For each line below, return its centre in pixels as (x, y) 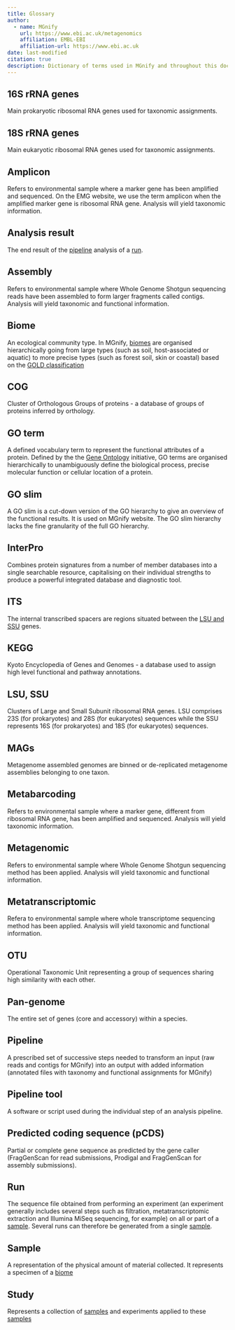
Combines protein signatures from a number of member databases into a (112, 565)
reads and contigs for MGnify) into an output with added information (106, 1065)
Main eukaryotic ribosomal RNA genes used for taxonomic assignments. (111, 150)
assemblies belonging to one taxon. (58, 772)
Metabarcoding (42, 794)
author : (19, 20)
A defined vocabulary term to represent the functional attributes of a (106, 450)
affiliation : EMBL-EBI (53, 40)
